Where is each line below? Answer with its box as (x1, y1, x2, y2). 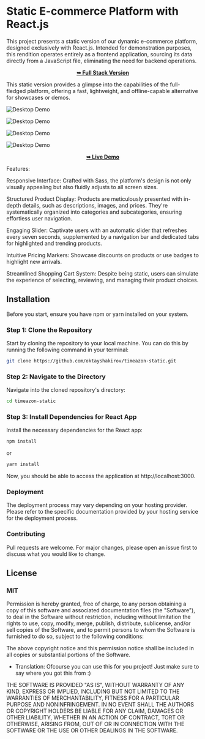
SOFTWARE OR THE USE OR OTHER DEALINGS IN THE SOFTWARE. (6, 727, 178, 734)
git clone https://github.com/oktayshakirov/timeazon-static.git (6, 358, 176, 364)
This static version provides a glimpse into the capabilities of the (6, 81, 169, 88)
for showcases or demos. (6, 94, 70, 101)
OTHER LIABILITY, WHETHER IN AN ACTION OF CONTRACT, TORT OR (6, 714, 185, 721)
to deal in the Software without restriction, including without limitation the (6, 613, 191, 621)
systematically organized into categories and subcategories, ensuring (6, 208, 182, 216)
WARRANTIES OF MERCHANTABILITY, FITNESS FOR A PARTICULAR (6, 694, 179, 702)
